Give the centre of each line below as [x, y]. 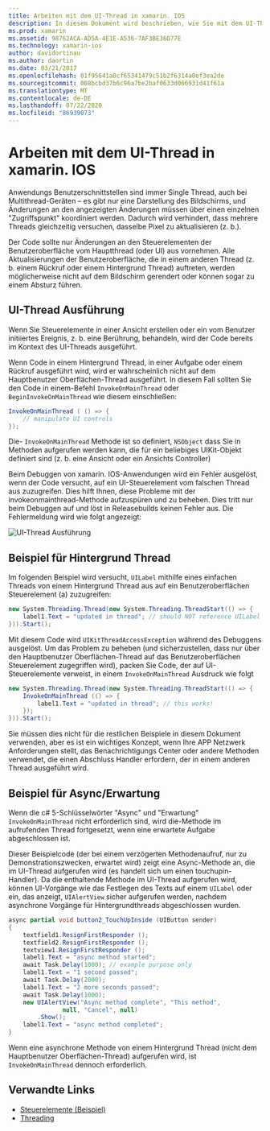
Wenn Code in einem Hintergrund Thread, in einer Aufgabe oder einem [125, 362]
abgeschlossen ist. [39, 838]
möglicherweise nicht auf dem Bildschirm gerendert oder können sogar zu [131, 276]
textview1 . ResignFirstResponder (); [84, 950]
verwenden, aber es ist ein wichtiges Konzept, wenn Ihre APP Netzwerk [127, 742]
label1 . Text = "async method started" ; [90, 958]
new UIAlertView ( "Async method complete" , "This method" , [122, 1002]
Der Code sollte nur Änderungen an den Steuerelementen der [110, 241]
